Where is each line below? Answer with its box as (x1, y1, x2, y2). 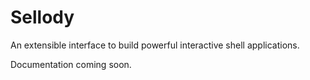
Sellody (10, 6, 75, 29)
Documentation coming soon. (10, 58, 132, 70)
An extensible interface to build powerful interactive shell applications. (10, 39, 300, 51)
